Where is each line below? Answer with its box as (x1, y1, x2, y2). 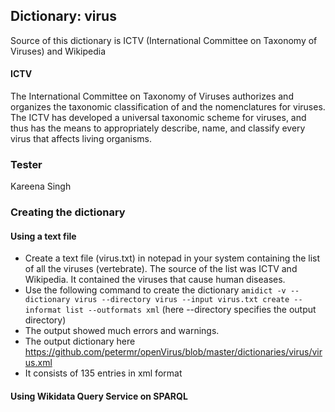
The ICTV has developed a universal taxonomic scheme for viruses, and (10, 112, 307, 124)
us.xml (24, 357, 53, 369)
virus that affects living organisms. (10, 133, 153, 145)
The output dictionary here (24, 335, 136, 348)
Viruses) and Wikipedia (10, 45, 107, 57)
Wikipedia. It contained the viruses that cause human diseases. (24, 274, 286, 286)
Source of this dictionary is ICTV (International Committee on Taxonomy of (10, 34, 318, 46)
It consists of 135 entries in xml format (24, 367, 183, 379)
